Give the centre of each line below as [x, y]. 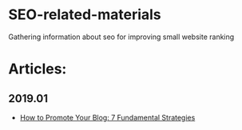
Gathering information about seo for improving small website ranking [121, 37]
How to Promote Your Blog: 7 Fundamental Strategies [107, 117]
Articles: [38, 69]
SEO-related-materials [85, 15]
